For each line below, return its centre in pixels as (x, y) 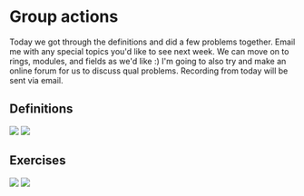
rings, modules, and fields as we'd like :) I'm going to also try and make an (148, 61)
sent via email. (36, 80)
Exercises (38, 161)
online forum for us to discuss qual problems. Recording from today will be (149, 71)
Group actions (64, 17)
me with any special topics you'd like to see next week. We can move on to (149, 51)
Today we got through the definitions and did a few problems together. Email (152, 42)
